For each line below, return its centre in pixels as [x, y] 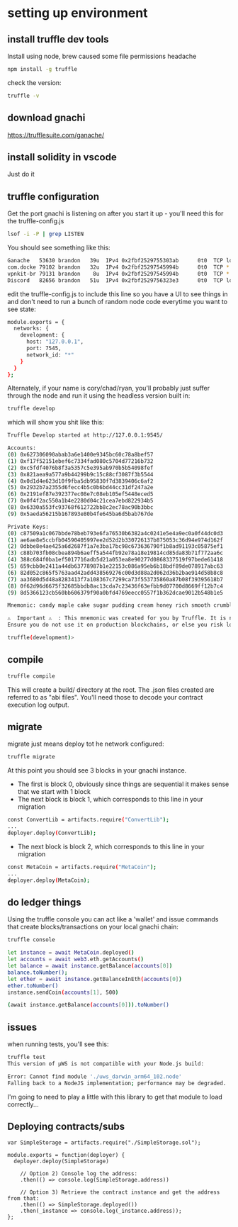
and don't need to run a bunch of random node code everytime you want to [118, 301]
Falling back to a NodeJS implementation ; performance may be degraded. [117, 1083]
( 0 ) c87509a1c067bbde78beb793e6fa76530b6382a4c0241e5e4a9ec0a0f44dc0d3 [115, 533]
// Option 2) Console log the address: [79, 1174]
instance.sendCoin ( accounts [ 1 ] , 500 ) [63, 992]
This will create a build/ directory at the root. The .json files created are [111, 690]
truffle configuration [53, 196]
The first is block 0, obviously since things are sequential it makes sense [123, 784]
